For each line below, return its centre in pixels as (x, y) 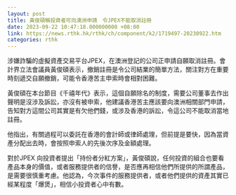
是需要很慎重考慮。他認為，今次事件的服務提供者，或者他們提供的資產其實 (115, 175)
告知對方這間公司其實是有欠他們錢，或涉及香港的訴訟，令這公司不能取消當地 (118, 111)
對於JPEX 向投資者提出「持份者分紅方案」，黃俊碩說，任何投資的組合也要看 (116, 158)
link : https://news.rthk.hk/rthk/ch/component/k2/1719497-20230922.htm (114, 33)
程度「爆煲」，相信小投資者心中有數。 (73, 184)
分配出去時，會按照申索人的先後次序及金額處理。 (84, 143)
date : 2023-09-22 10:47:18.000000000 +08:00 (73, 27)
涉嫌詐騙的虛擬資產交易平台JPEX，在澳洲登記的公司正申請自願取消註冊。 (113, 61)
